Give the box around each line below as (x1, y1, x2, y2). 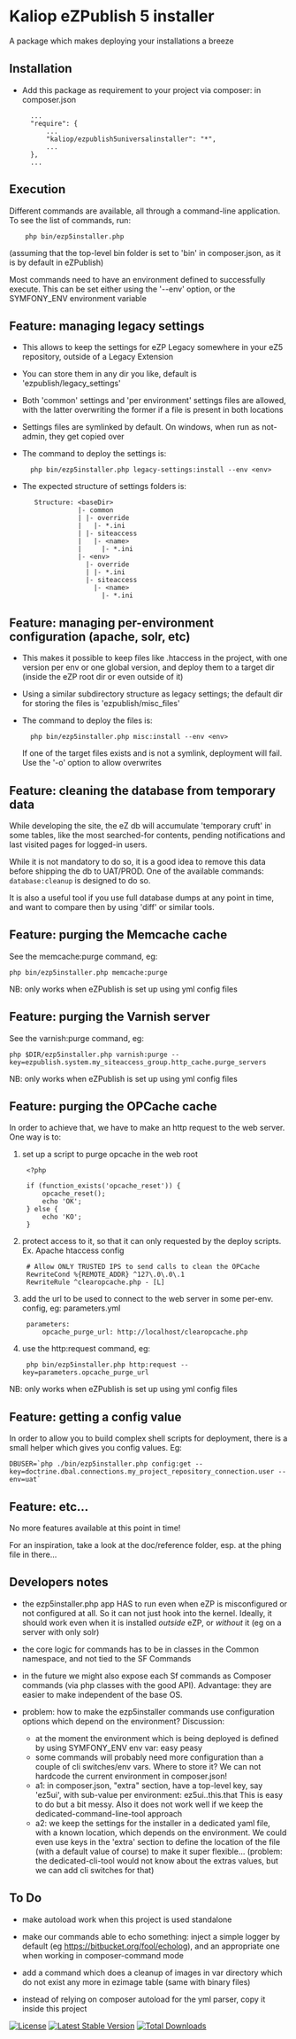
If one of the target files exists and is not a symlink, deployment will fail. (21, 748, 283, 759)
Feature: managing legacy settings (9, 318, 205, 333)
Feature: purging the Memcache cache (9, 928, 228, 943)
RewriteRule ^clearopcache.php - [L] (26, 1278, 165, 1287)
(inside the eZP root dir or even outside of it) (21, 672, 184, 682)
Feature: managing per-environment (9, 615, 215, 630)
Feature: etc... (9, 1499, 89, 1514)
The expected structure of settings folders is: (21, 481, 187, 492)
